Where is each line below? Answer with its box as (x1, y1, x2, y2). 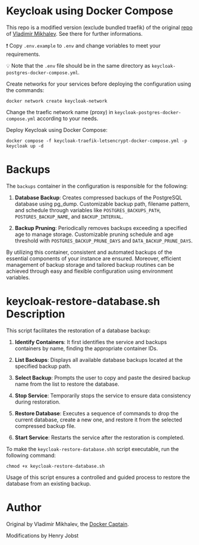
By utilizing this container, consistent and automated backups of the (6, 248, 172, 256)
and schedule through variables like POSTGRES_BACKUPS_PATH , (14, 206, 162, 213)
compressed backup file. (14, 422, 76, 429)
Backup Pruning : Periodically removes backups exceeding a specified (14, 224, 187, 231)
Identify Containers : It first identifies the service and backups (14, 338, 168, 345)
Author (6, 501, 42, 514)
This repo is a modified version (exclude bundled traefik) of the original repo (6, 24, 193, 31)
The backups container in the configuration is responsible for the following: (6, 182, 188, 190)
